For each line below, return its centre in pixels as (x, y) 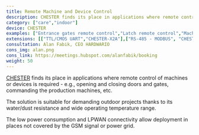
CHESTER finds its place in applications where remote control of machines (97, 78)
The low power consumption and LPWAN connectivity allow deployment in (97, 119)
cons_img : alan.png (30, 50)
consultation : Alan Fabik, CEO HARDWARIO (58, 45)
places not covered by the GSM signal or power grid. (70, 126)
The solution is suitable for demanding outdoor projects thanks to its (89, 101)
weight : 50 (20, 61)
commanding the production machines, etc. (59, 90)
